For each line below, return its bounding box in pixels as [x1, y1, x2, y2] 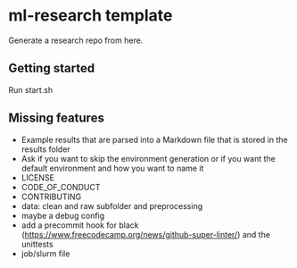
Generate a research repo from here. [8, 35, 144, 46]
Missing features [8, 111, 104, 126]
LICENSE [21, 172, 55, 183]
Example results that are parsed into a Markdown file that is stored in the [21, 134, 288, 145]
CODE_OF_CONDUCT [21, 181, 101, 192]
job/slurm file [21, 247, 70, 259]
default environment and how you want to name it [21, 163, 204, 173]
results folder [21, 144, 70, 155]
